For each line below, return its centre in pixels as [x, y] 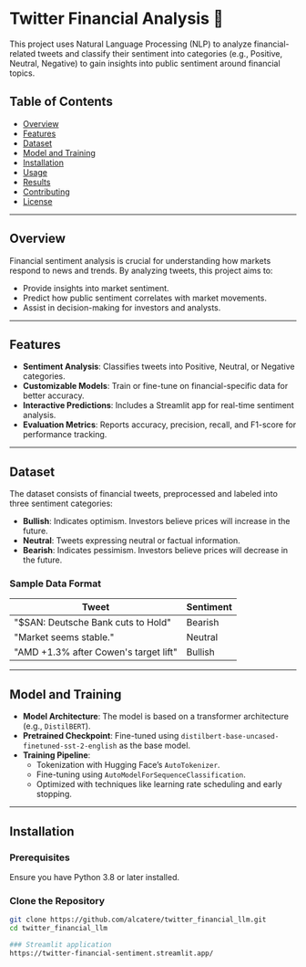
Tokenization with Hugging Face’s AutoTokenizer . [128, 765]
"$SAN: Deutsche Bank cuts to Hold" [92, 623]
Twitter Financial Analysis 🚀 [117, 19]
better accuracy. [53, 395]
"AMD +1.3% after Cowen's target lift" [96, 652]
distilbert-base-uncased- [230, 737]
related [23, 53]
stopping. [54, 794]
